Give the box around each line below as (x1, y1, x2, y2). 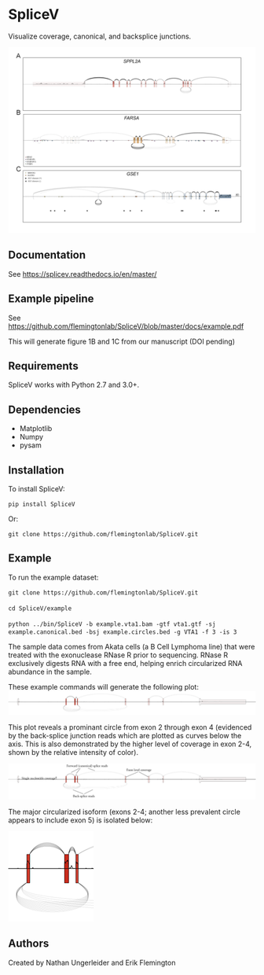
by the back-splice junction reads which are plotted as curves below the (8, 730, 242, 740)
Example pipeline (8, 292, 94, 306)
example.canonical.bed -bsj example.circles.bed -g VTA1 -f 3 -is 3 (8, 627, 237, 636)
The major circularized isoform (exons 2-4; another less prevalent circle (8, 807, 241, 816)
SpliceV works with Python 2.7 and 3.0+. (8, 380, 140, 390)
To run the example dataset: (8, 572, 99, 582)
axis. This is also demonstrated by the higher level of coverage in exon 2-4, (8, 739, 252, 749)
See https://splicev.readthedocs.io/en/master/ (8, 269, 157, 278)
